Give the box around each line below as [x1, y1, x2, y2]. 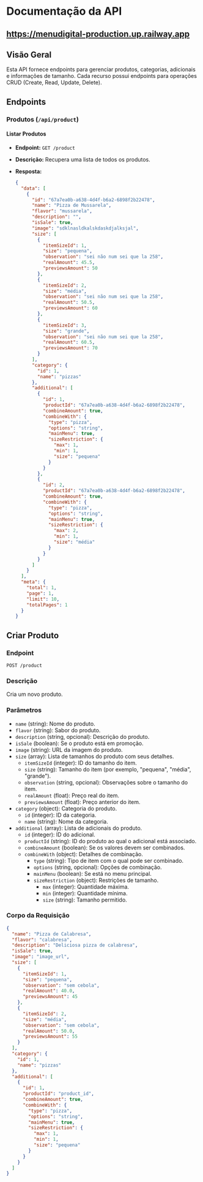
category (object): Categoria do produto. [15, 805, 117, 812]
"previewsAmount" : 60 [42, 305, 98, 311]
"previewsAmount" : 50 [42, 265, 98, 271]
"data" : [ [21, 185, 46, 191]
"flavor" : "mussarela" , [31, 208, 93, 214]
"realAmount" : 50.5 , [42, 299, 95, 306]
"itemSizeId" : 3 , [42, 322, 87, 328]
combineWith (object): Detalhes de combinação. [24, 850, 144, 857]
